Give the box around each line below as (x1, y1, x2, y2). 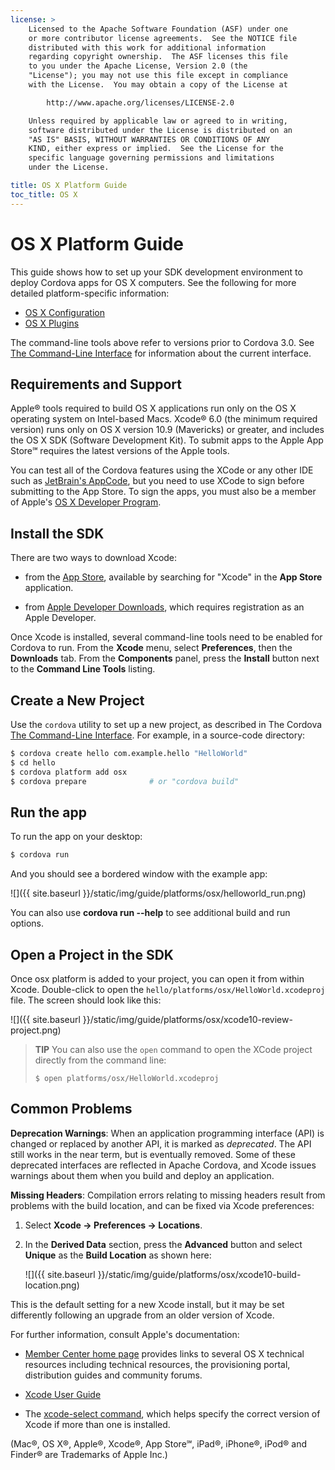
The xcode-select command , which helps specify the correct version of (24, 1407, 321, 1420)
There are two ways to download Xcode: (10, 552, 178, 564)
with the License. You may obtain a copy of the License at (28, 80, 288, 90)
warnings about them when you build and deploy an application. (10, 1169, 275, 1181)
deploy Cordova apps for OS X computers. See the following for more (10, 276, 297, 288)
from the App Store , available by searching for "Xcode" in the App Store (24, 571, 323, 583)
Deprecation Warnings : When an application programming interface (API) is (10, 1127, 325, 1139)
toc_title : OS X (10, 189, 78, 200)
